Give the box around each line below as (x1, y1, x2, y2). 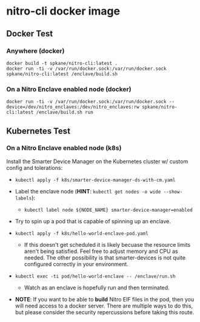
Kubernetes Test (6, 126, 71, 136)
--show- (163, 189, 183, 195)
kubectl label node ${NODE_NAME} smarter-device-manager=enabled (24, 207, 193, 213)
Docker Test (6, 29, 53, 39)
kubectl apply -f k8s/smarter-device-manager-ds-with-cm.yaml (15, 177, 176, 183)
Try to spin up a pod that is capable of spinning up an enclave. (15, 217, 172, 225)
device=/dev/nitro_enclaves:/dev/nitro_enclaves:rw (6, 104, 139, 110)
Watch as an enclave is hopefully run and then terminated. (24, 284, 170, 291)
